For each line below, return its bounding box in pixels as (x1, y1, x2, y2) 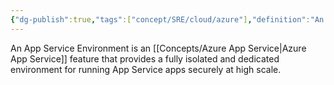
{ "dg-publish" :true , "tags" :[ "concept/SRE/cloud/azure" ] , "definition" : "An (10, 14, 325, 25)
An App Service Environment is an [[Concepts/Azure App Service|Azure (10, 42, 307, 54)
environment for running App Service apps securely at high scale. (10, 63, 282, 75)
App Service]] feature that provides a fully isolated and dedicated (10, 52, 280, 65)
